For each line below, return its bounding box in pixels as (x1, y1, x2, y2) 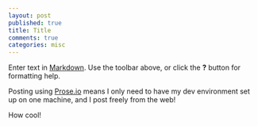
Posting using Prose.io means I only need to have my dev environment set (8, 86, 250, 96)
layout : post (8, 11, 52, 20)
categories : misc (8, 41, 66, 49)
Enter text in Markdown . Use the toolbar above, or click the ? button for (8, 63, 241, 72)
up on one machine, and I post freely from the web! (8, 95, 176, 105)
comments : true (8, 33, 59, 42)
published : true (8, 19, 62, 27)
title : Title (8, 26, 52, 34)
